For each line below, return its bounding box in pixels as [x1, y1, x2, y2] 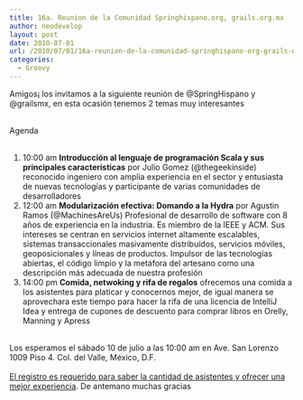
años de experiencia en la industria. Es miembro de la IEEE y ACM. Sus [22, 219, 286, 230]
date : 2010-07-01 [9, 38, 75, 48]
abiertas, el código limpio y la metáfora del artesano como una [22, 257, 255, 268]
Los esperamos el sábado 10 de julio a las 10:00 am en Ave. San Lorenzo [9, 342, 280, 353]
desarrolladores [22, 191, 81, 201]
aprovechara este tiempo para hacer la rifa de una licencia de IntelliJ [22, 295, 278, 307]
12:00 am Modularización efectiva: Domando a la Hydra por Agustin [22, 200, 280, 210]
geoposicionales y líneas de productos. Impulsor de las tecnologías [22, 247, 273, 258]
